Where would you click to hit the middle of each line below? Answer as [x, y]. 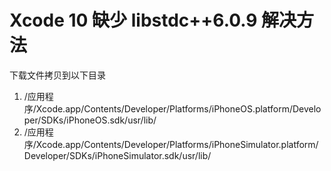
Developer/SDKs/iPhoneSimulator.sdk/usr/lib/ [117, 155]
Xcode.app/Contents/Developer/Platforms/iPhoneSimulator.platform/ [177, 144]
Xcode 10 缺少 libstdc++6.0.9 [133, 20]
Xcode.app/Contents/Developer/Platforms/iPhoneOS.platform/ [164, 108]
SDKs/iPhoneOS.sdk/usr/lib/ [98, 120]
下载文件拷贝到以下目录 [57, 75]
